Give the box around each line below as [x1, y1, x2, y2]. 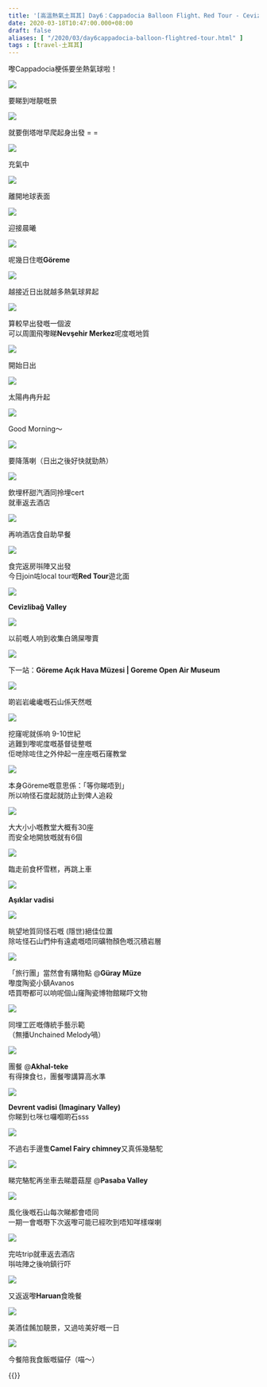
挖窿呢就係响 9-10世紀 [8, 729, 81, 738]
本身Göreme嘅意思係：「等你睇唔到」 [8, 781, 129, 790]
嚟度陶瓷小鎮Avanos [8, 978, 75, 988]
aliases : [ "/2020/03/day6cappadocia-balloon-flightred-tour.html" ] [8, 33, 244, 42]
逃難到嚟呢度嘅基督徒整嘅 [8, 739, 92, 749]
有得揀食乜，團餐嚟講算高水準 [8, 1072, 106, 1081]
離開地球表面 [8, 192, 50, 201]
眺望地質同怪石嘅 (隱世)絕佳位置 [8, 926, 114, 936]
